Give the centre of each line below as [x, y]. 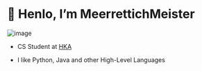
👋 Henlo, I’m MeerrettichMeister [101, 14]
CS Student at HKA [44, 46]
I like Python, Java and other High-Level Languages [91, 60]
